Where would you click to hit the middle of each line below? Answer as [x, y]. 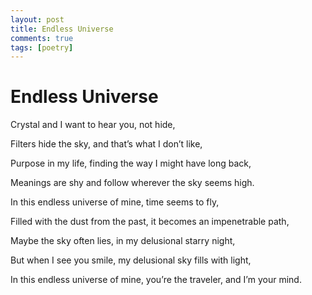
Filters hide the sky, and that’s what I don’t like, [106, 144]
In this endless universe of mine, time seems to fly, [115, 202]
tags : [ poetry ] [42, 47]
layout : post [37, 19]
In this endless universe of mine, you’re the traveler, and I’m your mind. [156, 280]
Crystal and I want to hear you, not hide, [93, 125]
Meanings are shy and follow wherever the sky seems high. [132, 183]
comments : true [42, 38]
